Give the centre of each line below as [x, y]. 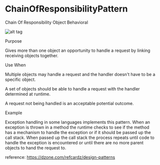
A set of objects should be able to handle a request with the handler [73, 89]
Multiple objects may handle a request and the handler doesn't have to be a [80, 74]
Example [14, 113]
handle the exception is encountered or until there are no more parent [74, 142]
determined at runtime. [28, 94]
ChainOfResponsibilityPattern [66, 9]
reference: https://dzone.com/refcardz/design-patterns [60, 157]
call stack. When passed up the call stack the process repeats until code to [80, 137]
